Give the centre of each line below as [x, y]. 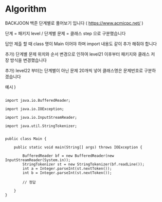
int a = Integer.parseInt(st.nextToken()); [67, 168]
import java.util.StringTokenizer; [41, 126]
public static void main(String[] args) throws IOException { [78, 147]
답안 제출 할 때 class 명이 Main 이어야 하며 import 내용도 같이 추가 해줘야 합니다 [81, 44]
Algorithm [26, 9]
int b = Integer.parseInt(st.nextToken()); [67, 173]
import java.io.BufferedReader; [38, 100]
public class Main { [26, 139]
